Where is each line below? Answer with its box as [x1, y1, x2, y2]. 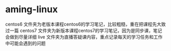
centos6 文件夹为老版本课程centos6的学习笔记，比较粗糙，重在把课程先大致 [5, 21, 166, 27]
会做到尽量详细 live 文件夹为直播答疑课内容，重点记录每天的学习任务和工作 [5, 34, 163, 40]
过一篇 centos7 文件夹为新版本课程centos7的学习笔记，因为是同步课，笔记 [5, 27, 162, 34]
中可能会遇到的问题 [5, 40, 46, 46]
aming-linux [5, 4, 58, 15]
